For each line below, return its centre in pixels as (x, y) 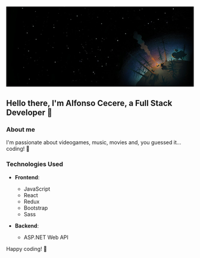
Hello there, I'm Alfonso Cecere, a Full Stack (89, 103)
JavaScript (37, 189)
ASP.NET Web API (46, 237)
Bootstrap (36, 208)
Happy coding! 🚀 (27, 248)
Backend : (27, 226)
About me (21, 130)
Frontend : (27, 177)
